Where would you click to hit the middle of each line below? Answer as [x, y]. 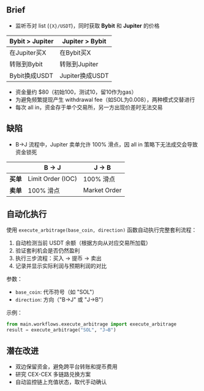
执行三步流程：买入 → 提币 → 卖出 [59, 258]
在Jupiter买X [28, 53]
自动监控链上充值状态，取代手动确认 [61, 382]
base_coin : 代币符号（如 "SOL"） [56, 292]
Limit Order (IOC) [53, 178]
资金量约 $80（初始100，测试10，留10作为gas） [76, 92]
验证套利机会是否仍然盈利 [47, 251]
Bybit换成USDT [32, 75]
